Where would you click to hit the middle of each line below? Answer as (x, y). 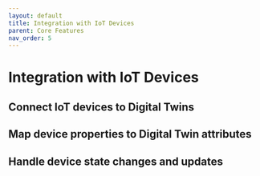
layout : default (35, 16)
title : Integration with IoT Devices (71, 23)
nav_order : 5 (30, 38)
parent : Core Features (46, 30)
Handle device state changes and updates (116, 161)
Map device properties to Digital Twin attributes (130, 134)
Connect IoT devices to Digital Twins (102, 107)
